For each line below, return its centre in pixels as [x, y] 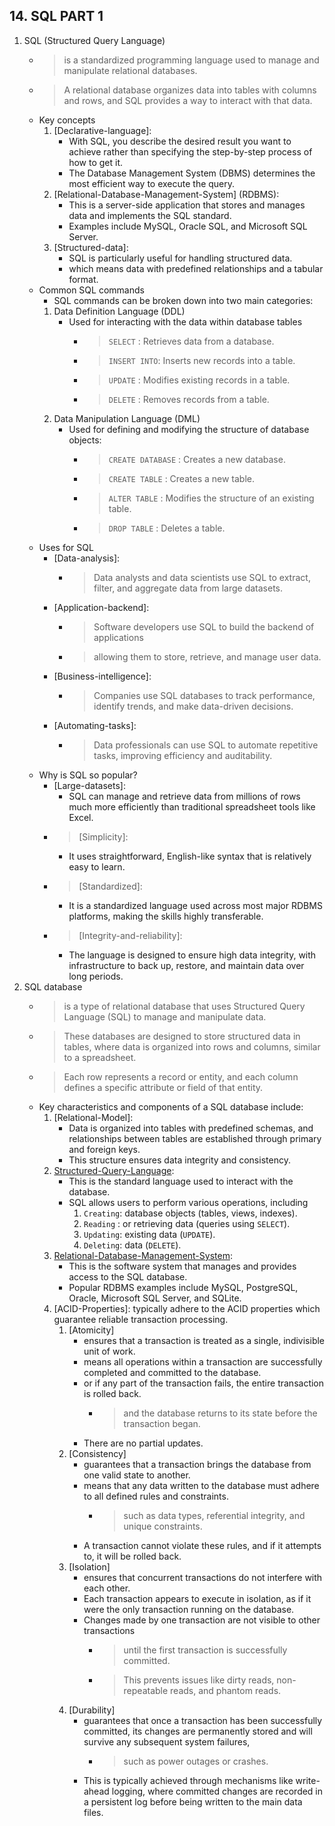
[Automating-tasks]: [95, 725]
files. [93, 1812]
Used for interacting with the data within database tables [185, 321]
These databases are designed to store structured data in [182, 1036]
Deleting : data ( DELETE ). [132, 1245]
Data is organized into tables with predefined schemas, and [191, 1128]
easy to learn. [97, 866]
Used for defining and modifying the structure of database [189, 429]
